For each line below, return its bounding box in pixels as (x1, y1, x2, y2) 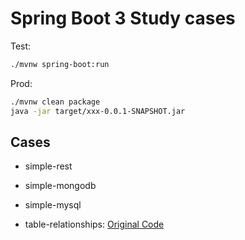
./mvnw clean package (10, 97, 101, 107)
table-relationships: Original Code (24, 218, 165, 231)
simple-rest (24, 160, 73, 172)
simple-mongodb (24, 180, 97, 192)
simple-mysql (24, 199, 82, 211)
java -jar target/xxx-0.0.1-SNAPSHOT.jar (10, 106, 186, 116)
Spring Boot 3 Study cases (10, 7, 236, 30)
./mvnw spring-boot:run (10, 59, 110, 69)
